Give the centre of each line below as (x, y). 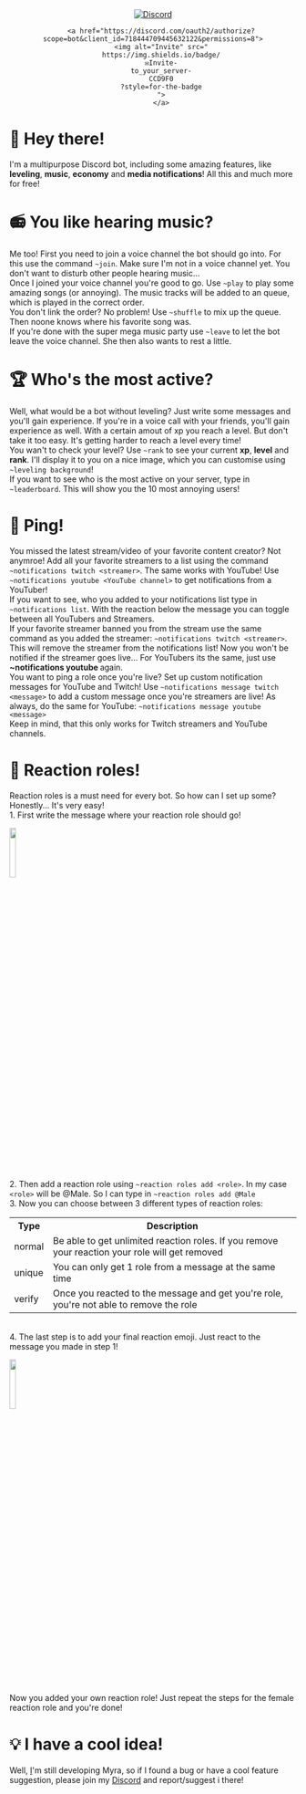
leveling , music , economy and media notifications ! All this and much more (151, 173)
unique (29, 1272)
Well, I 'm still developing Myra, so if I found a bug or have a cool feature (144, 1770)
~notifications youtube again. (66, 667)
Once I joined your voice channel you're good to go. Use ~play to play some (152, 283)
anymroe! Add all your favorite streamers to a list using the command (139, 560)
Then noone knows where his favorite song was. (101, 321)
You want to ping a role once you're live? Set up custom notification (136, 677)
